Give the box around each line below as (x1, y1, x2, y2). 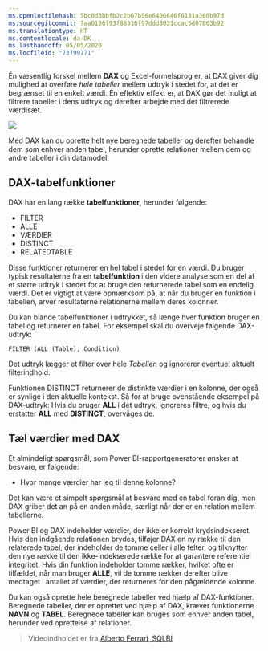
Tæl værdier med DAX (8, 432, 120, 446)
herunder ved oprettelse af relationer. (8, 617, 132, 627)
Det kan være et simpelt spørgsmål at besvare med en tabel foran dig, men (8, 493, 256, 502)
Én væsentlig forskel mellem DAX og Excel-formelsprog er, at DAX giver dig (8, 71, 258, 80)
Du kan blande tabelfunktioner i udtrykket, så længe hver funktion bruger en (8, 312, 260, 322)
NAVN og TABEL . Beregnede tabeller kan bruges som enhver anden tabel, (8, 609, 254, 619)
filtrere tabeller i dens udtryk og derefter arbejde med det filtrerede (8, 97, 230, 106)
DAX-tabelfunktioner (8, 176, 116, 189)
